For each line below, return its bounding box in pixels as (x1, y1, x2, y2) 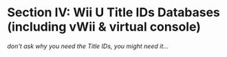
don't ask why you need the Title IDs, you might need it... (7, 42, 169, 50)
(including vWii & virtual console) (7, 19, 202, 35)
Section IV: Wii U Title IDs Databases (7, 5, 220, 20)
